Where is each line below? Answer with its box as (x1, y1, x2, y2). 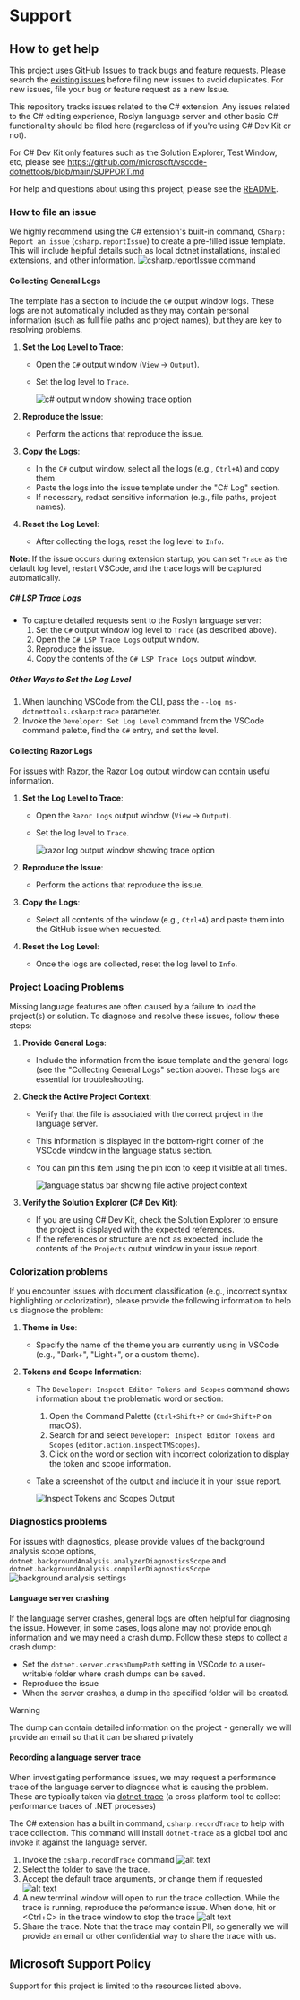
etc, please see (9, 157, 65, 167)
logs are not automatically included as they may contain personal (9, 305, 249, 316)
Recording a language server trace (9, 1752, 141, 1762)
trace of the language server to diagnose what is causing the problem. (9, 1781, 269, 1792)
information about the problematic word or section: (35, 1393, 224, 1404)
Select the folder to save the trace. (21, 1864, 150, 1874)
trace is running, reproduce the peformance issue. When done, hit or (21, 1901, 276, 1912)
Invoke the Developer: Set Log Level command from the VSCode (21, 715, 265, 726)
